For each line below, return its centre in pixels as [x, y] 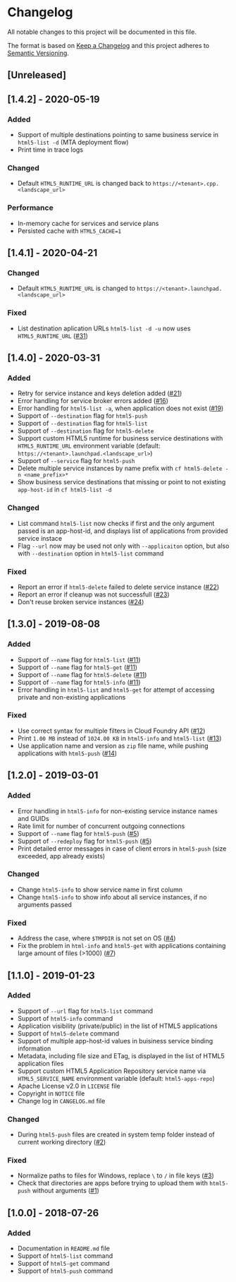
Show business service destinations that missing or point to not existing [122, 482]
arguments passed [45, 904]
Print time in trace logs [50, 150]
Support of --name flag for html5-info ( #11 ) [79, 682]
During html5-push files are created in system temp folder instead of [116, 1134]
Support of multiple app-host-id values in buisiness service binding [115, 1041]
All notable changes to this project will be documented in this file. [102, 32]
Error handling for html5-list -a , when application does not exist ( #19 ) [120, 408]
